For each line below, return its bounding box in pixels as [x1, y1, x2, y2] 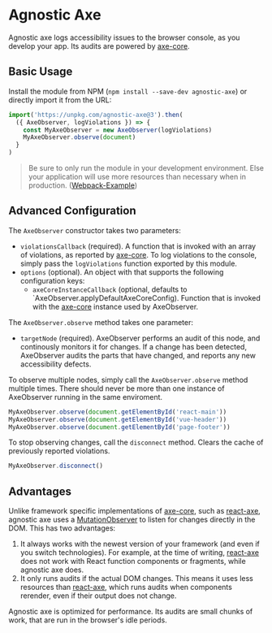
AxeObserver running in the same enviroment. [8, 392, 163, 401]
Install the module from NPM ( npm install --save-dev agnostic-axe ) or [8, 86, 248, 96]
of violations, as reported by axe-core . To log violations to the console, [19, 249, 257, 259]
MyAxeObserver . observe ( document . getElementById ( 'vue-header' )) [8, 415, 227, 423]
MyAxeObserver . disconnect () [8, 462, 104, 470]
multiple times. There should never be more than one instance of [8, 384, 225, 393]
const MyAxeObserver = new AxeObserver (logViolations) [23, 126, 213, 134]
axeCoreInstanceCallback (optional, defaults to [32, 284, 188, 294]
